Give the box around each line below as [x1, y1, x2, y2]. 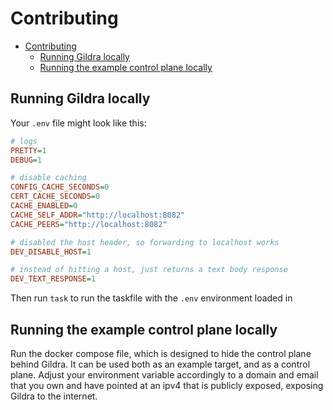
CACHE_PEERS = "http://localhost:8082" [10, 219, 168, 229]
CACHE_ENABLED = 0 [10, 201, 78, 211]
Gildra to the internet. [10, 390, 98, 402]
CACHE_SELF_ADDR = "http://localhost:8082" [10, 210, 186, 220]
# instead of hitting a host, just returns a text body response [10, 265, 288, 275]
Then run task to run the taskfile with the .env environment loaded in [10, 292, 293, 304]
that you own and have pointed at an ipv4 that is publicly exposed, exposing [10, 379, 324, 391]
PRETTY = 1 [10, 145, 47, 156]
